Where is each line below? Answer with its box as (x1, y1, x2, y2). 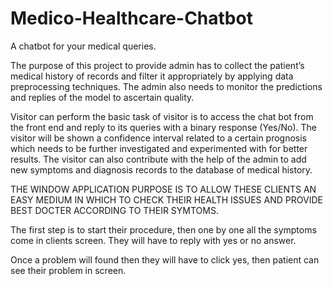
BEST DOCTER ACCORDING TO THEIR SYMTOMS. (10, 204, 219, 216)
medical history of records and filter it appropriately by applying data (10, 70, 294, 82)
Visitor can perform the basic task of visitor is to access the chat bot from (10, 110, 314, 122)
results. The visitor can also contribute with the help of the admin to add (10, 153, 307, 165)
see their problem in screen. (10, 264, 127, 276)
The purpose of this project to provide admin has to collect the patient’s (10, 59, 305, 71)
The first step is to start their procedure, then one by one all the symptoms (10, 223, 317, 236)
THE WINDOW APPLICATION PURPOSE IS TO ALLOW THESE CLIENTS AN (10, 183, 317, 195)
